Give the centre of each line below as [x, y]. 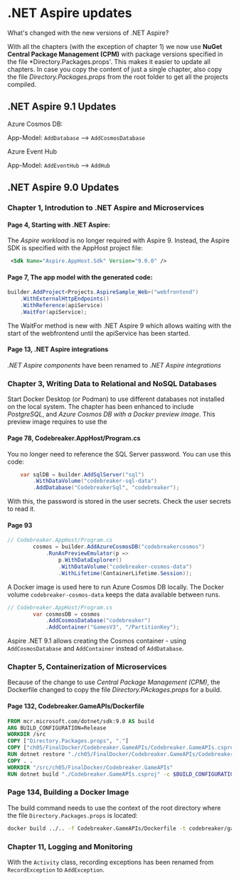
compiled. [22, 84]
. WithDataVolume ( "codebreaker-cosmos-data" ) [125, 567]
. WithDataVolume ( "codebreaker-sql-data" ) [95, 481]
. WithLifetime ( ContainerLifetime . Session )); [125, 573]
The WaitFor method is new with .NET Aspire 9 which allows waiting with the [119, 326]
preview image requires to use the [57, 422]
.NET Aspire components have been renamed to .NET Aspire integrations [115, 365]
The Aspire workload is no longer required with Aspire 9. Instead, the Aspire [118, 240]
